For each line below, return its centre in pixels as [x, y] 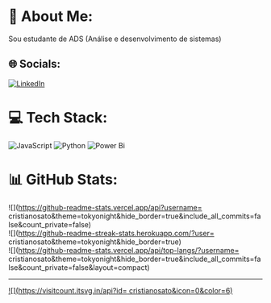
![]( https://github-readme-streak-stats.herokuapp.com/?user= [112, 233]
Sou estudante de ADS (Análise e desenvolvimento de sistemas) [115, 39]
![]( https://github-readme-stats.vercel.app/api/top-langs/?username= [124, 250]
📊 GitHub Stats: [63, 179]
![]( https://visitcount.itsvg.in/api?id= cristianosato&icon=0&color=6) [121, 290]
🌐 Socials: [35, 64]
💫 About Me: [51, 17]
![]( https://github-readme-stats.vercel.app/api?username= [105, 207]
